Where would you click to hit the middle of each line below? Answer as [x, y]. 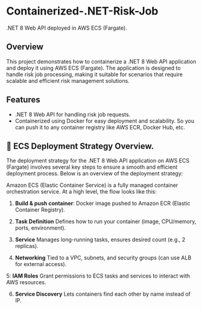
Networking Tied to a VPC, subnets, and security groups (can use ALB [103, 258]
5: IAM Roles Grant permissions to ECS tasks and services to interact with [98, 276]
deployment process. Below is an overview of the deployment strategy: [95, 174]
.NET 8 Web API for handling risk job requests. [73, 114]
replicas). [27, 246]
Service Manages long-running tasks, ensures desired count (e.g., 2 [100, 239]
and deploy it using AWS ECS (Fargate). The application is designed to [93, 68]
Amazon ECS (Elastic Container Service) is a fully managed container [92, 185]
